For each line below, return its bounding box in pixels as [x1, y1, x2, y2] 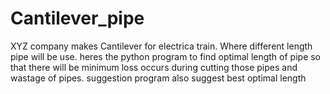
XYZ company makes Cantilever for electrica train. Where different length [10, 40, 313, 52]
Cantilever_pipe [10, 7, 145, 30]
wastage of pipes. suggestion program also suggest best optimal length [10, 72, 307, 84]
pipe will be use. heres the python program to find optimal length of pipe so [10, 50, 322, 62]
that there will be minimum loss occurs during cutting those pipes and [10, 61, 298, 73]
